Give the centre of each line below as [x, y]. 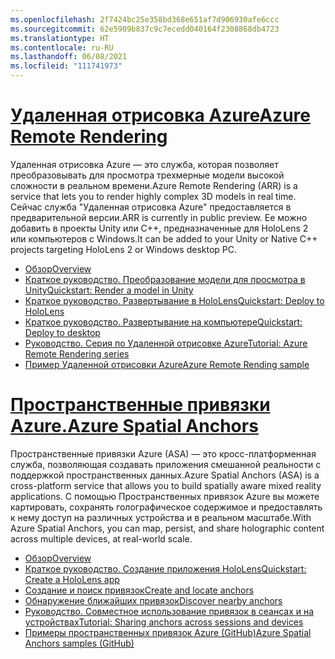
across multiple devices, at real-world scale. [101, 538]
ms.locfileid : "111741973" [66, 66]
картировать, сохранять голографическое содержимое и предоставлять [166, 507]
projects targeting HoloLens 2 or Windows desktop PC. [124, 249]
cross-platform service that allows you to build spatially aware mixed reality [166, 485]
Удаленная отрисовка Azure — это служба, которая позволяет [144, 164]
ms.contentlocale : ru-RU [62, 47]
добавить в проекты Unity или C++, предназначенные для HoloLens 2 [159, 228]
